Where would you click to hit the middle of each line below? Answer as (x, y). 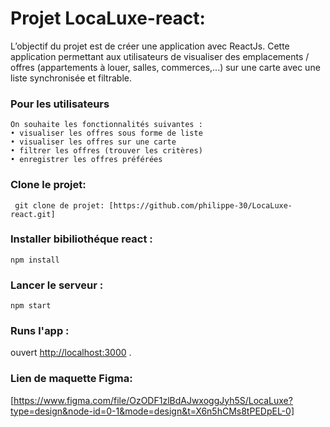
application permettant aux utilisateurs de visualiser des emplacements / (160, 56)
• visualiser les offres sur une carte (93, 142)
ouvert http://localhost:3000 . (71, 353)
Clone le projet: (48, 185)
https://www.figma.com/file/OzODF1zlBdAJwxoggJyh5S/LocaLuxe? (153, 400)
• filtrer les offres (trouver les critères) (106, 151)
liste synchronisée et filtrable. (71, 78)
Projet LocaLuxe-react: (108, 18)
